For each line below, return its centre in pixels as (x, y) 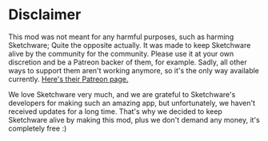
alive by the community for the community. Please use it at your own (121, 53)
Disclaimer (45, 15)
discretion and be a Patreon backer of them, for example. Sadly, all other (128, 62)
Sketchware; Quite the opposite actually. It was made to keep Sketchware (130, 45)
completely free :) (38, 128)
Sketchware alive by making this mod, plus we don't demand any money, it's (134, 119)
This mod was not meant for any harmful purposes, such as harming (121, 37)
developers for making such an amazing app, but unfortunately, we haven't (132, 103)
